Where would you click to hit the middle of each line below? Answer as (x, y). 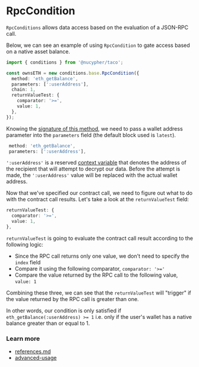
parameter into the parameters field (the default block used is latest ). (91, 135)
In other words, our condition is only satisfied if (64, 311)
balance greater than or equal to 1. (48, 323)
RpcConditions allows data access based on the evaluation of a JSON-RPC (97, 27)
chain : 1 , (23, 90)
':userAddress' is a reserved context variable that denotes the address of (97, 163)
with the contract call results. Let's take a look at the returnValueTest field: (97, 200)
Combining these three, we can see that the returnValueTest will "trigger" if (99, 293)
